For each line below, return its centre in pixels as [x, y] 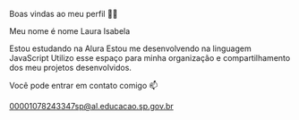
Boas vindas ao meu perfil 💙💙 [64, 14]
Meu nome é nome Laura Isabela [70, 31]
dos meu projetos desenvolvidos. [71, 68]
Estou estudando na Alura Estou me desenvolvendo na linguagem [131, 48]
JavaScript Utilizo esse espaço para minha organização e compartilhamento [150, 58]
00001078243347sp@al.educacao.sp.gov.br [92, 106]
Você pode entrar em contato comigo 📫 [84, 86]
